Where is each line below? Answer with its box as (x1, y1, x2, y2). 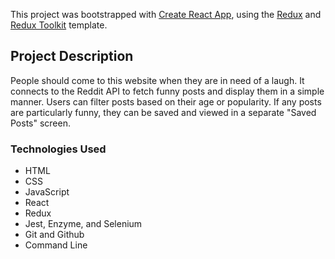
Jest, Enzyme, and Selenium (24, 218, 143, 230)
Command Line (24, 239, 88, 251)
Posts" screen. (10, 117, 71, 129)
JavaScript (24, 186, 70, 198)
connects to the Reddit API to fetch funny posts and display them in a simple (10, 85, 325, 97)
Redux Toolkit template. (10, 19, 108, 31)
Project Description (10, 48, 134, 65)
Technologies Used (10, 142, 107, 156)
